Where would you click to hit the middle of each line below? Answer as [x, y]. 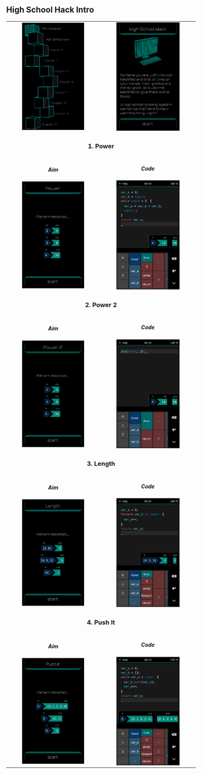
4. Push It [101, 622]
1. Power [101, 146]
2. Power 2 [101, 305]
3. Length [101, 464]
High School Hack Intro [50, 10]
